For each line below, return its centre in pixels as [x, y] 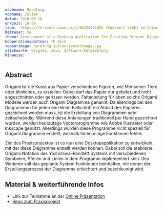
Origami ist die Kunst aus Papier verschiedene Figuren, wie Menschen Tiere [81, 87]
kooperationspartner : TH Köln [36, 42]
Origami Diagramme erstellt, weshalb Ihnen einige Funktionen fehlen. [74, 134]
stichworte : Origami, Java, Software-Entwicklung [57, 50]
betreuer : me [18, 32]
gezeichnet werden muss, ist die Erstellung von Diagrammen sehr [71, 113]
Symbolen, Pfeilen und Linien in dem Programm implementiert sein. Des [77, 159]
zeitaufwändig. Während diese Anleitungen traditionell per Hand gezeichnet [81, 118]
